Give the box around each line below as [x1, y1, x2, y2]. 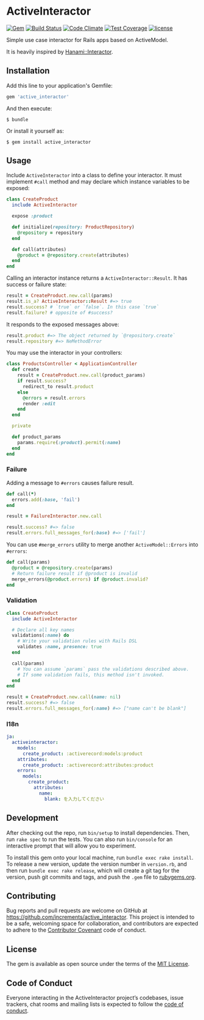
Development [6, 813, 59, 823]
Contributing [6, 891, 56, 901]
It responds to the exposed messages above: [6, 321, 119, 328]
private [12, 423, 32, 429]
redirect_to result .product [22, 383, 94, 389]
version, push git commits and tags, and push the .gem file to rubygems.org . [6, 873, 197, 880]
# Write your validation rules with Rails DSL [17, 638, 138, 644]
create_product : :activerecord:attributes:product [22, 762, 154, 768]
